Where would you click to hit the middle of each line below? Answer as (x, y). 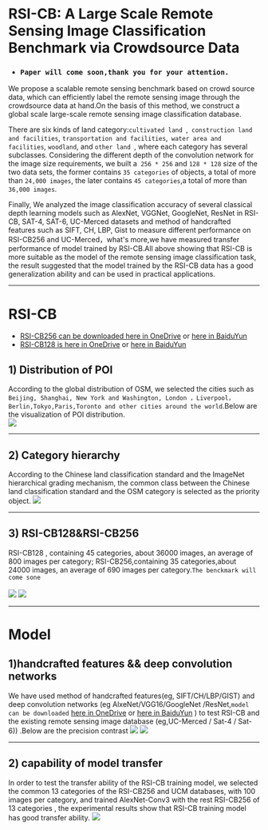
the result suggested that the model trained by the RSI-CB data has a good (131, 265)
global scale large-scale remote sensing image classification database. (125, 114)
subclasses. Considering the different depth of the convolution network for (131, 155)
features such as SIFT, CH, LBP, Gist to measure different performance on (130, 230)
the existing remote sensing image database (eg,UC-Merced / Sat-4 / (122, 721)
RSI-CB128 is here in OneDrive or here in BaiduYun (103, 345)
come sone (25, 577)
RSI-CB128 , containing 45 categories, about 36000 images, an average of (131, 553)
